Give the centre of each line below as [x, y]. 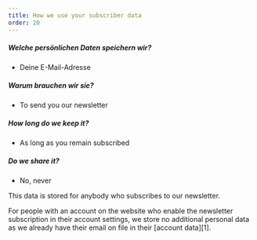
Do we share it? [34, 161]
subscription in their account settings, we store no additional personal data [129, 220]
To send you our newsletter [63, 105]
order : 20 [24, 23]
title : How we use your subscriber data [75, 15]
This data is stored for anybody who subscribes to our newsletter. [114, 196]
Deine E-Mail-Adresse [55, 67]
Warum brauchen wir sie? [51, 85]
